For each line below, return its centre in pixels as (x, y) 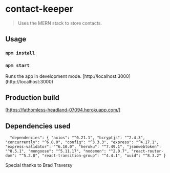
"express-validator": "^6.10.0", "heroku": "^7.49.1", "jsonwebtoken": (83, 147)
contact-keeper (39, 9)
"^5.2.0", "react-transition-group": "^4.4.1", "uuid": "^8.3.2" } (92, 156)
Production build (33, 98)
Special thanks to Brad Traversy (39, 165)
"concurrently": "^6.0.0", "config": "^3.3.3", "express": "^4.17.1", (82, 142)
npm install (20, 53)
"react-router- (147, 152)
